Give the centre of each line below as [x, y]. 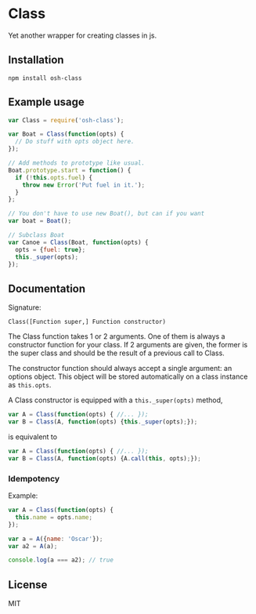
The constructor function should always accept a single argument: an [120, 369]
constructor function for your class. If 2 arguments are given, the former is [128, 345]
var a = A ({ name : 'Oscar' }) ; [56, 539]
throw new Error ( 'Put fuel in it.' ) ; [84, 185]
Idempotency [34, 478]
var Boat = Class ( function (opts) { [66, 134]
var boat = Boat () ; [40, 221]
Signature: [25, 307]
